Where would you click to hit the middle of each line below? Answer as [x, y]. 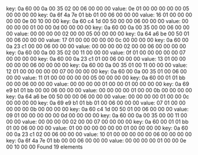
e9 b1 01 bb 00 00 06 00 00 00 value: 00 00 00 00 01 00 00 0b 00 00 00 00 [99, 90]
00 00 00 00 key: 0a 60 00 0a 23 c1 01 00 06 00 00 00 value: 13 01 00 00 [96, 59]
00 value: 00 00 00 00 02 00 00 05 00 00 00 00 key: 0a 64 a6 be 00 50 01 [98, 34]
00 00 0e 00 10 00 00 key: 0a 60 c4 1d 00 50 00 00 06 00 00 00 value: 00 [98, 21]
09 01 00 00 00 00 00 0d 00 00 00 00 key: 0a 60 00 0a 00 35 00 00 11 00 [97, 115]
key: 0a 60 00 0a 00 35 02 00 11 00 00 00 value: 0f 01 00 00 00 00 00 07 [96, 52]
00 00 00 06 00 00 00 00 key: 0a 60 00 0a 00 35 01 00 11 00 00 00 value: [97, 65]
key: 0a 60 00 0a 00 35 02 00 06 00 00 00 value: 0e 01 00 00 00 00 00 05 [98, 9]
